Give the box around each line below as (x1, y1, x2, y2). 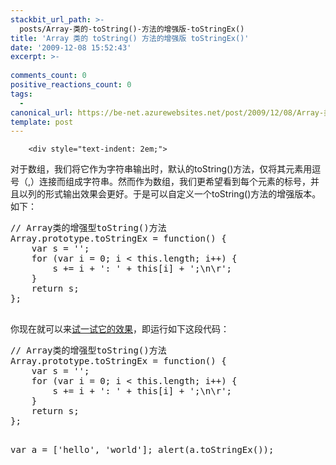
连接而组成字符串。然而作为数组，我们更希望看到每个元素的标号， (39, 176, 312, 188)
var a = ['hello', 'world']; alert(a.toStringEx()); (10, 444, 275, 456)
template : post (10, 117, 74, 127)
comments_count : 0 (10, 71, 87, 81)
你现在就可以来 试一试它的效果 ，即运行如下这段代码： (10, 323, 230, 335)
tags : (10, 89, 33, 99)
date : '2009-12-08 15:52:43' (10, 42, 132, 53)
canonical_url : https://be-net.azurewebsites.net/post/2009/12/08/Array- (10, 107, 325, 118)
